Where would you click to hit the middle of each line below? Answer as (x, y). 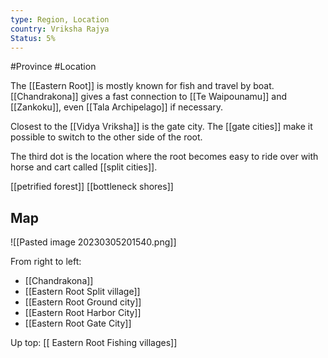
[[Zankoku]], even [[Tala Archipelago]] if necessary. (117, 107)
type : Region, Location (60, 19)
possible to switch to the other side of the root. (106, 137)
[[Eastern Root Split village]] (82, 292)
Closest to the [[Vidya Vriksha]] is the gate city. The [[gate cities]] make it (161, 127)
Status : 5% (33, 38)
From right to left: (46, 262)
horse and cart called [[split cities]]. (84, 167)
